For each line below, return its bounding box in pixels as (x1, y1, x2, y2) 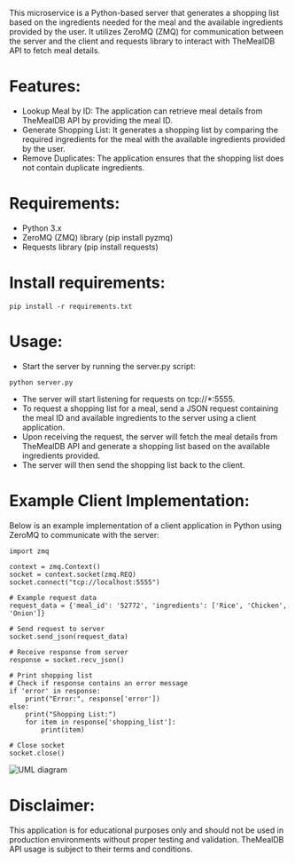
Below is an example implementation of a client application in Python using (9, 519, 282, 531)
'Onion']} (9, 608, 46, 618)
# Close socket (9, 740, 66, 749)
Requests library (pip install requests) (21, 241, 159, 252)
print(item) (41, 725, 86, 734)
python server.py (9, 377, 74, 387)
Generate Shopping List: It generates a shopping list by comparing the (21, 124, 279, 135)
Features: (9, 76, 82, 97)
